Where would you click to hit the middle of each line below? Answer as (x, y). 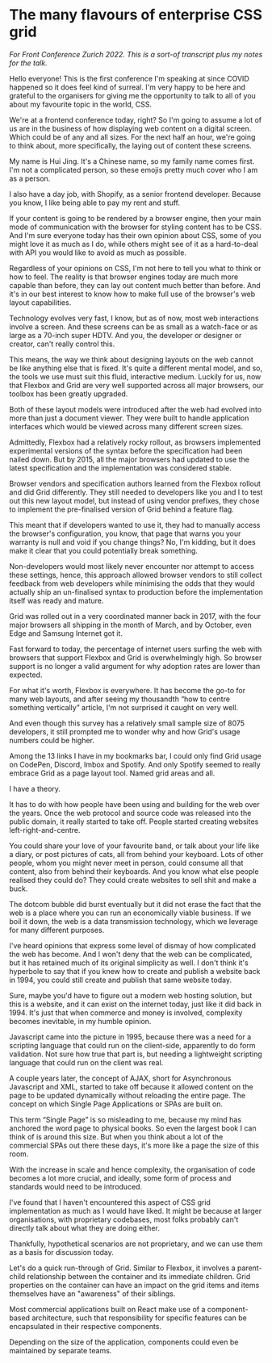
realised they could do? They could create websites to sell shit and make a (133, 880)
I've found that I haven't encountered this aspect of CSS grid (110, 1202)
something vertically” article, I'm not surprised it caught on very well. (124, 707)
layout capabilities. (40, 302)
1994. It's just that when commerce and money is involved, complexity (126, 1012)
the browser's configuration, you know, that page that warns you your (125, 533)
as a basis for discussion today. (61, 1252)
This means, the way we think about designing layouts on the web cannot (131, 359)
